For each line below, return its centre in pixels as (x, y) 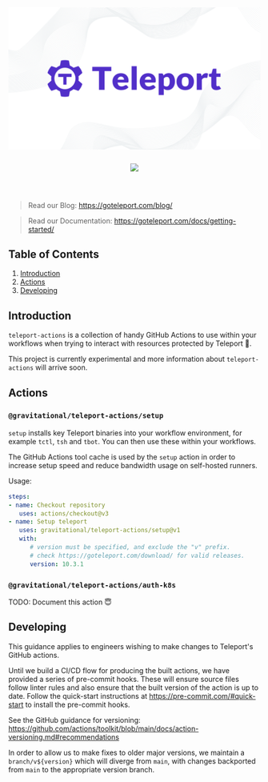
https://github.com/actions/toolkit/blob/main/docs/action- (104, 728)
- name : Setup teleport (48, 522)
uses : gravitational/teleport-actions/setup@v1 (100, 531)
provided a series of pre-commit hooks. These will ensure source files (124, 679)
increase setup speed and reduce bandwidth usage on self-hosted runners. (133, 465)
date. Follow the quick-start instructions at (78, 696)
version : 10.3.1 (56, 564)
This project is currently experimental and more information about (117, 359)
